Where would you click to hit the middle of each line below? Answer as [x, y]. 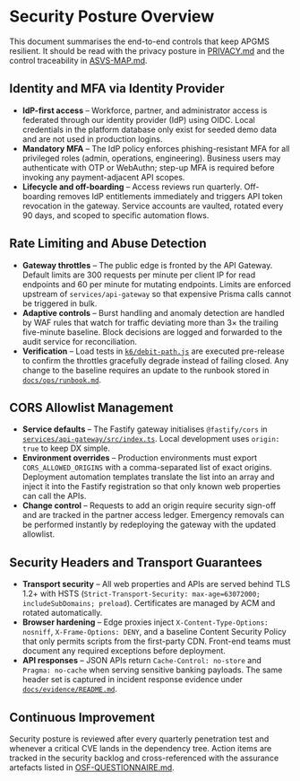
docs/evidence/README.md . [70, 689]
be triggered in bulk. [60, 303]
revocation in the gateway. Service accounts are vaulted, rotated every [153, 206]
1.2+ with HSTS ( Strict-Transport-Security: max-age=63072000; [141, 593]
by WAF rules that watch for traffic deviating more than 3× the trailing [150, 322]
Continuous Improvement [82, 717]
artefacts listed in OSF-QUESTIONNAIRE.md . [92, 768]
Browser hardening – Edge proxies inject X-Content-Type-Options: [145, 622]
